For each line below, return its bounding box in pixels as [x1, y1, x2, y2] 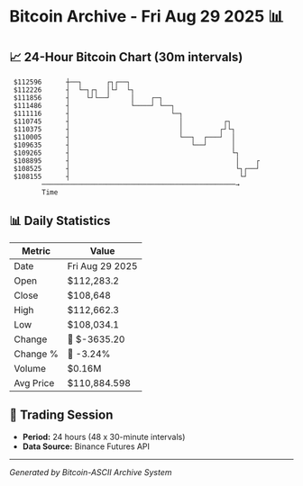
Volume [14, 362, 47, 374]
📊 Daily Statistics [9, 213, 111, 229]
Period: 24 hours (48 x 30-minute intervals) [22, 431, 186, 442]
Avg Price [14, 376, 55, 389]
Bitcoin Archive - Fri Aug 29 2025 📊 [9, 6, 284, 27]
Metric [22, 244, 51, 256]
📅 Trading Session [9, 408, 114, 423]
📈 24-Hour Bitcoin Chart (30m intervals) [9, 49, 243, 65]
